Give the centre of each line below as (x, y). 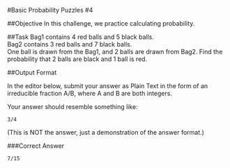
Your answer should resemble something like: (72, 107)
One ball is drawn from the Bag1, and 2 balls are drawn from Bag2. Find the (115, 52)
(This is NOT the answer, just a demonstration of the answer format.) (106, 132)
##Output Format (32, 73)
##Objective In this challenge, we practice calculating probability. (101, 23)
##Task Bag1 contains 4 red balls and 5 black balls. (81, 37)
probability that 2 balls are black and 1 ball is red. (77, 59)
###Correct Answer (36, 146)
